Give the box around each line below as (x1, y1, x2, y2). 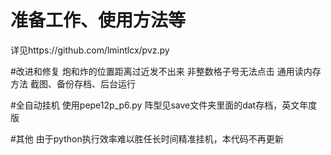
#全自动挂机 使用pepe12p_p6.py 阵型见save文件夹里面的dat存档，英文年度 (10, 99, 318, 111)
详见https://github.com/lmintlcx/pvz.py (10, 44, 170, 56)
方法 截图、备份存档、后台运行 (10, 77, 136, 90)
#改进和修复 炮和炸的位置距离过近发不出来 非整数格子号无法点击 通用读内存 (10, 65, 322, 77)
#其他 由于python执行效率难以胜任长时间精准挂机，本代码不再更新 (10, 132, 284, 145)
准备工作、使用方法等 (10, 9, 187, 32)
